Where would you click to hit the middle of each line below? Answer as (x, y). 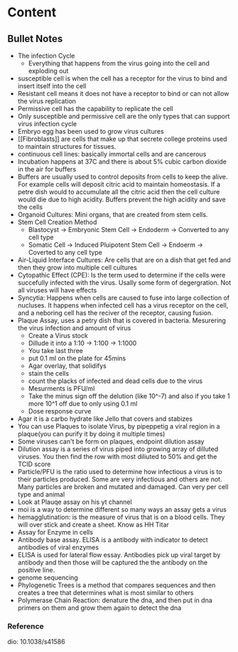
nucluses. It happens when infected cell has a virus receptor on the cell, (123, 305)
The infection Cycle (46, 56)
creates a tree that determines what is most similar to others (106, 593)
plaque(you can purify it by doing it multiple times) (91, 434)
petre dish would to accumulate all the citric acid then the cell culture (119, 192)
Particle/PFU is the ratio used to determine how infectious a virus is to (120, 472)
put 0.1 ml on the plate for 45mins (77, 358)
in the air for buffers (47, 169)
